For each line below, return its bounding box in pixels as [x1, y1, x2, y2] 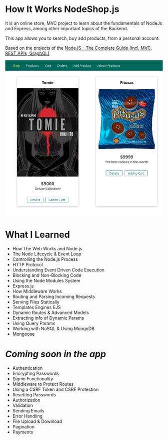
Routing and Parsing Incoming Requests [12, 294, 95, 300]
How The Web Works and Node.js [12, 246, 82, 252]
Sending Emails [12, 407, 44, 413]
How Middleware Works [12, 288, 62, 295]
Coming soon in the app [5, 349, 106, 360]
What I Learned [5, 229, 70, 240]
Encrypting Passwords [12, 370, 59, 376]
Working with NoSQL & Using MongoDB [12, 326, 95, 332]
